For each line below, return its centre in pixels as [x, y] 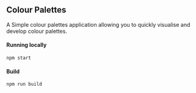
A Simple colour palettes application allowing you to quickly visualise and [98, 24]
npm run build [24, 84]
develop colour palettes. [37, 31]
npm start [19, 58]
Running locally [27, 45]
